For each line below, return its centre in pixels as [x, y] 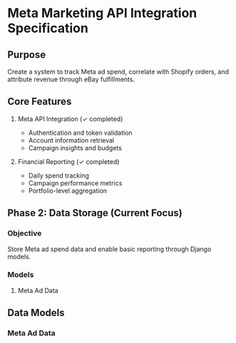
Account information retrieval [71, 140]
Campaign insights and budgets [75, 148]
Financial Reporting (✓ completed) [68, 161]
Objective [25, 233]
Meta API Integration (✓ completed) [70, 118]
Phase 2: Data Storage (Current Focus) [95, 213]
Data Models [36, 313]
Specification [48, 28]
